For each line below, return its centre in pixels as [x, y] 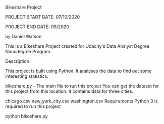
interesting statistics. [27, 76]
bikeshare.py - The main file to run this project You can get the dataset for [82, 86]
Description [17, 61]
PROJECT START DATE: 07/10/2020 [43, 17]
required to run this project [33, 106]
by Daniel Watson [23, 36]
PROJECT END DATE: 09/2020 [37, 27]
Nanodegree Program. [29, 51]
